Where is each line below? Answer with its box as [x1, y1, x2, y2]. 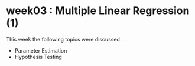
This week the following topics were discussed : [6, 36, 123, 43]
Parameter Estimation [14, 47, 67, 54]
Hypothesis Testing [14, 53, 62, 60]
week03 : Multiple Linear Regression [6, 4, 190, 18]
